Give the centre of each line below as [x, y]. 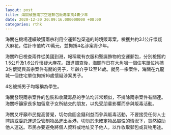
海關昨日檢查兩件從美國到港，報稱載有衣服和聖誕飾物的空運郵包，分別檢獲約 [85, 57]
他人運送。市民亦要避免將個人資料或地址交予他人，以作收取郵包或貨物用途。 [85, 127]
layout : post [19, 10]
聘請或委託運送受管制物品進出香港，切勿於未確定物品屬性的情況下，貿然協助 [85, 121]
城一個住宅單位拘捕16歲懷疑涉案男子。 [46, 76]
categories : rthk [24, 24]
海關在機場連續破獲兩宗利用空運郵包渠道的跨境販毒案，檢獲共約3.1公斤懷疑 [84, 39]
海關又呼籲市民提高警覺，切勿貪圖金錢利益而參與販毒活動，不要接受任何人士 [85, 115]
